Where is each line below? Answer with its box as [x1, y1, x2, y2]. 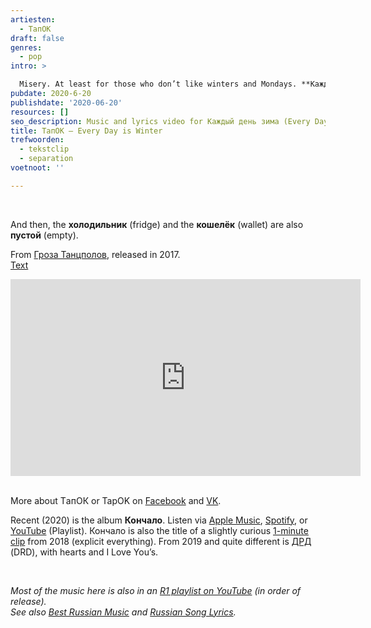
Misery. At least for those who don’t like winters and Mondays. [19, 79, 298, 90]
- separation [19, 154, 74, 164]
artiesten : [10, 14, 56, 25]
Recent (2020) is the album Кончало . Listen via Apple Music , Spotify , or [10, 514, 308, 526]
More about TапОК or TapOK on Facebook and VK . [10, 494, 222, 506]
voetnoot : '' [10, 163, 65, 173]
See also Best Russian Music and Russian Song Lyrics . [10, 606, 237, 618]
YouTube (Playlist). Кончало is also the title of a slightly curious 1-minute [10, 524, 309, 536]
